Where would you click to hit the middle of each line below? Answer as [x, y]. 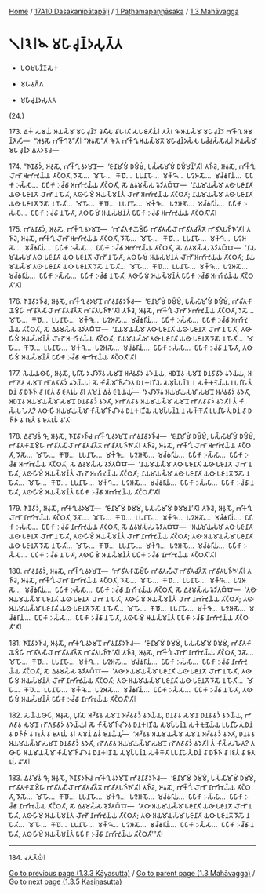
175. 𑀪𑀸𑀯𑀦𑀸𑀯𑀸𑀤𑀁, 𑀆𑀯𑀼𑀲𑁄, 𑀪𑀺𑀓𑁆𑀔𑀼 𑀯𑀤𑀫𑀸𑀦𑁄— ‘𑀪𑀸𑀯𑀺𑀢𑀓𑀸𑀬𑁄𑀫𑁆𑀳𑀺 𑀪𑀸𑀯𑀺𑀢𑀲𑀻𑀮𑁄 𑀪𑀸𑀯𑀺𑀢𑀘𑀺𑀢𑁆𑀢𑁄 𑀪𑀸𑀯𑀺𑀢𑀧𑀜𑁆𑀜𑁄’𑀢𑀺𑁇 [127, 229]
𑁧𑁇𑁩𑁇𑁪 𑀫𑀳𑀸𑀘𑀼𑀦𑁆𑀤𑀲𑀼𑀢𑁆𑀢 [66, 44]
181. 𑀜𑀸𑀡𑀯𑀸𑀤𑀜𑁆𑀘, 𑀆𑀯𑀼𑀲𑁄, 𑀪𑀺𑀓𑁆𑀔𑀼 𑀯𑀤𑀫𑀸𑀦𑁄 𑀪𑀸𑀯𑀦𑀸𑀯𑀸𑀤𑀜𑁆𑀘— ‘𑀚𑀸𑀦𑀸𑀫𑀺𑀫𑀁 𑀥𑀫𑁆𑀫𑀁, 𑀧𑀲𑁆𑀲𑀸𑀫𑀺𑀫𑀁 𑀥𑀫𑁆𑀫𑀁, [119, 643]
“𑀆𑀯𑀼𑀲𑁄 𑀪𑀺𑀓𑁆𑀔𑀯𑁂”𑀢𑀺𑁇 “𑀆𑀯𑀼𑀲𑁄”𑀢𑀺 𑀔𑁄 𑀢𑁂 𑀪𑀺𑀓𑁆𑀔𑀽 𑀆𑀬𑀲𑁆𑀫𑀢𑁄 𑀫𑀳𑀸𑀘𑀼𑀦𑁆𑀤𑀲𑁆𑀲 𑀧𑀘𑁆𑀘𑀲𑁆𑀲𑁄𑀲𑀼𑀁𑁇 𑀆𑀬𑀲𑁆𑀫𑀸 [145, 140]
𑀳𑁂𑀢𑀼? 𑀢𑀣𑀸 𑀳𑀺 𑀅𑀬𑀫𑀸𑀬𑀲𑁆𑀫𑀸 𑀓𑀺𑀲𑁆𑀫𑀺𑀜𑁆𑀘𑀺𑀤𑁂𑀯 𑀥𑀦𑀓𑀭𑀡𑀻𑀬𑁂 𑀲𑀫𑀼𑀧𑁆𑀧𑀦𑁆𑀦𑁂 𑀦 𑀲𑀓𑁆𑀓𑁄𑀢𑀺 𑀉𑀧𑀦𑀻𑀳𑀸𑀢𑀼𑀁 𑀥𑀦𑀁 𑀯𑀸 [134, 411]
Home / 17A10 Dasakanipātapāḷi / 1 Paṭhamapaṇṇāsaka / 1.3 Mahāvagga [124, 11]
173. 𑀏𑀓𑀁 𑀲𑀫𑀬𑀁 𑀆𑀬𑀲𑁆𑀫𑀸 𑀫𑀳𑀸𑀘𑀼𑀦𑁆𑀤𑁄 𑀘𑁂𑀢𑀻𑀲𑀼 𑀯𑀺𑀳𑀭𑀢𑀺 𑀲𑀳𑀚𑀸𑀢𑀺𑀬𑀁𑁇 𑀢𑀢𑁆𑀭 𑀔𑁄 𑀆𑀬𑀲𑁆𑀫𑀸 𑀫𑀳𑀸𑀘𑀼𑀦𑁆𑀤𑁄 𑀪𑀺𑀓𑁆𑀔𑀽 [125, 131]
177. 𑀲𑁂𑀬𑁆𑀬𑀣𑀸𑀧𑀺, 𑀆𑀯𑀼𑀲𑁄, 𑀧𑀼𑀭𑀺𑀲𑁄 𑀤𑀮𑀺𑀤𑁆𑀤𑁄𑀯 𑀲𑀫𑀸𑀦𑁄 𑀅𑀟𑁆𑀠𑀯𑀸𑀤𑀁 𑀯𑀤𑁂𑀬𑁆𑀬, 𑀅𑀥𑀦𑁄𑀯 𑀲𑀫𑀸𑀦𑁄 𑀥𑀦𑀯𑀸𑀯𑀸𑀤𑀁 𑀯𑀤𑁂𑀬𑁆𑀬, [127, 373]
